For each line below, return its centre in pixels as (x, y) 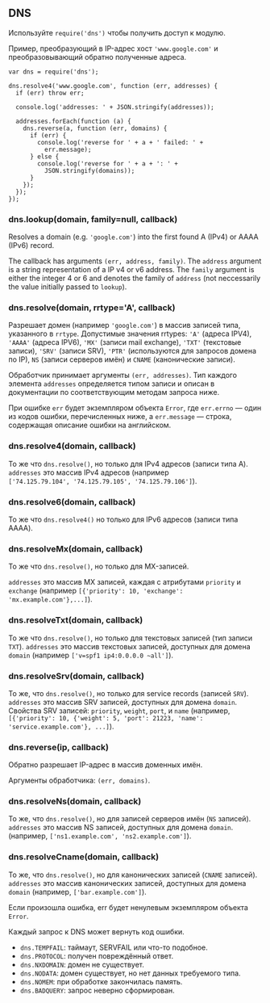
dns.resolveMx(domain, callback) (76, 548)
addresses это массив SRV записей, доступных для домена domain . (123, 702)
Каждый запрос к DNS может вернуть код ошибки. (97, 931)
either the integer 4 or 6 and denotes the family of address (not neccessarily (135, 279)
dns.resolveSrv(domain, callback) (77, 676)
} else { (44, 157)
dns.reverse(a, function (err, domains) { (95, 128)
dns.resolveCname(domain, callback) (84, 857)
